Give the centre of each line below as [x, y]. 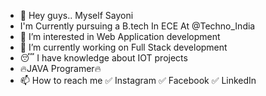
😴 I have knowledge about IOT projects [103, 58]
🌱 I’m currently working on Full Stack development [123, 47]
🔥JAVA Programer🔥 [60, 68]
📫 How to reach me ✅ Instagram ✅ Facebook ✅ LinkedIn [138, 80]
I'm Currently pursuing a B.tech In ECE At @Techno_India [137, 26]
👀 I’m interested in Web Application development [120, 36]
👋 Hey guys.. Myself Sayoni [76, 15]
